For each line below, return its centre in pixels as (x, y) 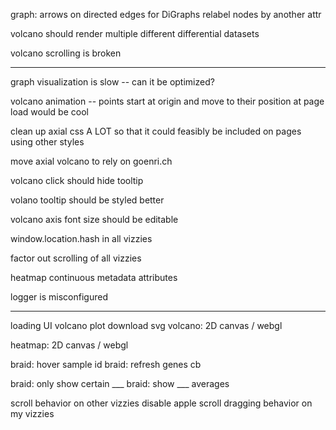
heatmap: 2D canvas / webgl (69, 345)
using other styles (47, 142)
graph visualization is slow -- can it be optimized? (112, 82)
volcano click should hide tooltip (77, 180)
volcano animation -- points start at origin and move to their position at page (167, 101)
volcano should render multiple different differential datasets (135, 33)
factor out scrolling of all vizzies (76, 258)
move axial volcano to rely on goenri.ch (91, 161)
